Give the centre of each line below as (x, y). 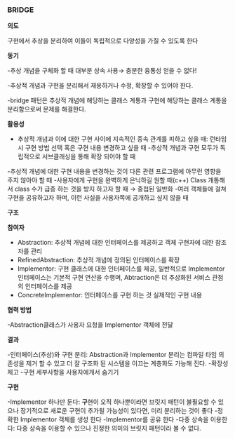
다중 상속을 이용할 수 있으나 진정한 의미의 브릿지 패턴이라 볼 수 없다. (109, 428)
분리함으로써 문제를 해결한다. (47, 109)
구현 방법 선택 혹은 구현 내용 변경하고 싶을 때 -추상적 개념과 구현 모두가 (122, 148)
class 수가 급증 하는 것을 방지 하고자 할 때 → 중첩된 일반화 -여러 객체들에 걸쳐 (120, 189)
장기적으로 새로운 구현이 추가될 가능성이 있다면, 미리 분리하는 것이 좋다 (116, 411)
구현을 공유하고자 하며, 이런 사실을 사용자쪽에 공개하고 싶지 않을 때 (98, 198)
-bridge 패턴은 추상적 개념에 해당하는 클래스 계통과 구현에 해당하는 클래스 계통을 (117, 100)
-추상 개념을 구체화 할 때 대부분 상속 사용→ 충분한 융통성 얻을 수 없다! (102, 71)
